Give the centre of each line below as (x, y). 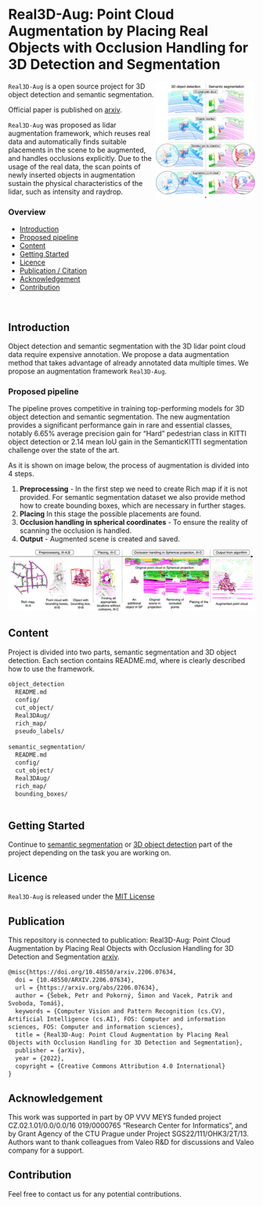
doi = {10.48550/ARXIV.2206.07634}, (75, 980)
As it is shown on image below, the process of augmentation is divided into (129, 465)
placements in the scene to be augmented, (77, 150)
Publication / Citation (53, 271)
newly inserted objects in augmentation (72, 175)
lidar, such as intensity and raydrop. (66, 191)
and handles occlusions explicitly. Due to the (80, 158)
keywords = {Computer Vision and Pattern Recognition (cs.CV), (120, 1011)
